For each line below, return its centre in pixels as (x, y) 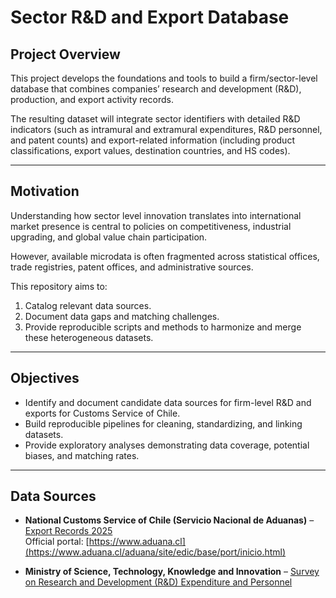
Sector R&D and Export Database (150, 17)
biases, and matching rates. (82, 455)
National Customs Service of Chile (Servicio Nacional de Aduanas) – (169, 520)
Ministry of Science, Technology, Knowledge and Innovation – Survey (172, 572)
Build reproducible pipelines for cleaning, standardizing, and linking (163, 423)
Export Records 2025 (68, 531)
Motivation (45, 191)
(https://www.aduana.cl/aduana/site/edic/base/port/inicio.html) (155, 552)
